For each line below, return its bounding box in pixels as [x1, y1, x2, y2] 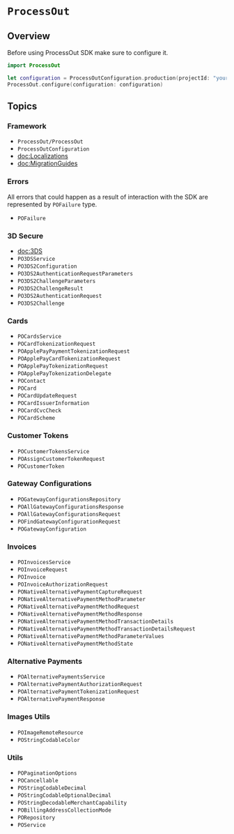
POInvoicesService [17, 559, 71, 566]
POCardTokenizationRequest [17, 340, 96, 348]
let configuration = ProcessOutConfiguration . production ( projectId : [7, 75, 210, 82]
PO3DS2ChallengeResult [17, 285, 84, 292]
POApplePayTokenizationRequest [17, 363, 109, 370]
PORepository [17, 814, 56, 821]
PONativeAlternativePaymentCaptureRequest [17, 589, 143, 596]
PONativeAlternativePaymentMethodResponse [17, 611, 143, 618]
